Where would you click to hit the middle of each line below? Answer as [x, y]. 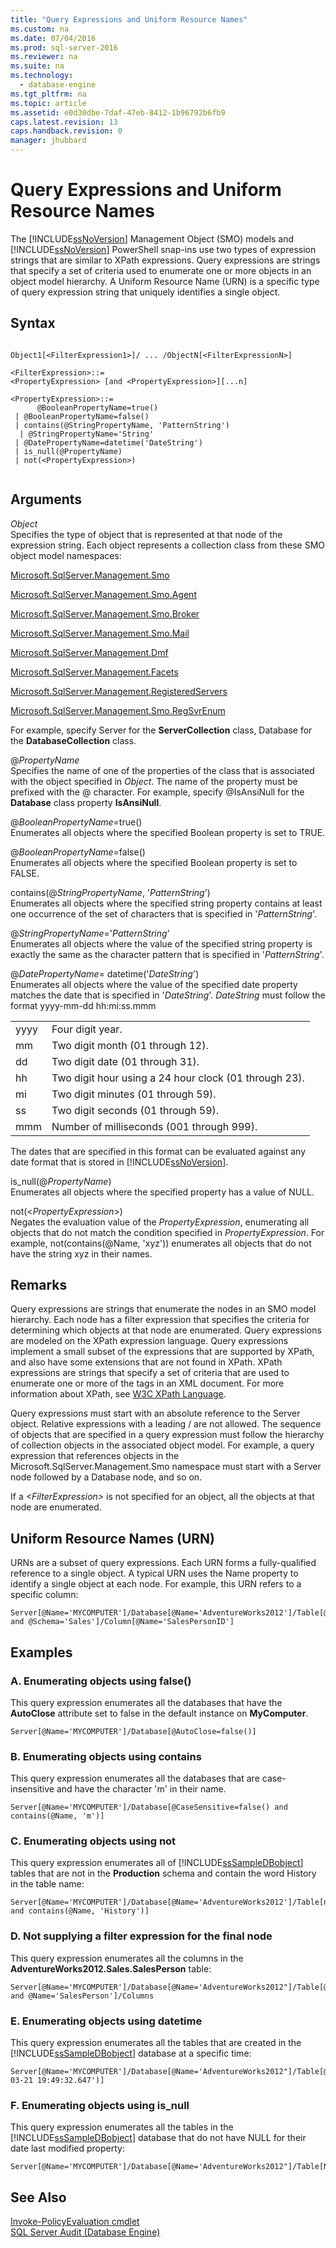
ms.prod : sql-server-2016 [64, 47]
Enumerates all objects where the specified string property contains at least [166, 903]
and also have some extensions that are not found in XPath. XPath [146, 1362]
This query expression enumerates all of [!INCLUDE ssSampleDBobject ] [157, 1863]
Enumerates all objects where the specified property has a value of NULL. [162, 1192]
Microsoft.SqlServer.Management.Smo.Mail [100, 633]
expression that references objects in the [95, 1456]
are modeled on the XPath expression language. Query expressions [149, 1341]
